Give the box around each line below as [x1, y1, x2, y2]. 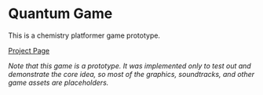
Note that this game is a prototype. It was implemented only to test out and [8, 60, 251, 71]
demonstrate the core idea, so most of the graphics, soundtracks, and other [8, 69, 255, 79]
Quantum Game [8, 5, 113, 23]
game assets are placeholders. [8, 78, 109, 87]
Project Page [8, 46, 49, 55]
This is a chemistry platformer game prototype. [8, 31, 161, 40]
